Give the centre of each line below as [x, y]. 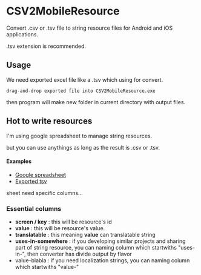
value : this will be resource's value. [60, 228]
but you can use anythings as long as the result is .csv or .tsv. [83, 147]
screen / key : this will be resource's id [63, 222]
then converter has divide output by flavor [79, 254]
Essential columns [34, 208]
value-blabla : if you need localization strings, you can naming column [102, 260]
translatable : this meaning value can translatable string [85, 235]
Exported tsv [31, 181]
